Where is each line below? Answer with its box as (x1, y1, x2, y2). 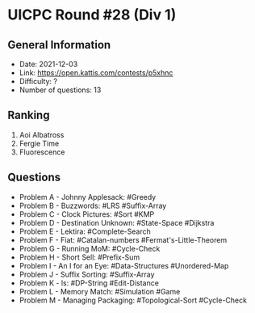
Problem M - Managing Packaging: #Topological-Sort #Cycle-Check (19, 295, 248, 305)
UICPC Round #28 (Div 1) (7, 6, 177, 24)
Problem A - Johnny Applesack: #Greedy (19, 192, 157, 201)
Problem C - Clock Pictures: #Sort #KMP (19, 209, 155, 219)
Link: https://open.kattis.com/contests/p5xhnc (19, 68, 173, 78)
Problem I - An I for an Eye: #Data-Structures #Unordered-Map (19, 260, 229, 270)
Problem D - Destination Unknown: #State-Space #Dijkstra (19, 218, 215, 227)
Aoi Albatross (19, 129, 65, 139)
